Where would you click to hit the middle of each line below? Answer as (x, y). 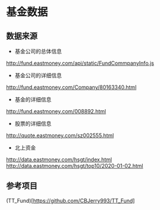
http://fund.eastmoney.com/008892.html (56, 111)
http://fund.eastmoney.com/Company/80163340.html (71, 87)
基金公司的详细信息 (38, 75)
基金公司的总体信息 (38, 51)
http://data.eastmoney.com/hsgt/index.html (59, 160)
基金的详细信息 (33, 99)
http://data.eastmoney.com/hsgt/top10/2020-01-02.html (75, 166)
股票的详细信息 (33, 123)
